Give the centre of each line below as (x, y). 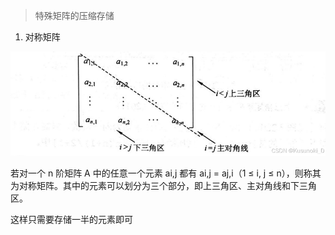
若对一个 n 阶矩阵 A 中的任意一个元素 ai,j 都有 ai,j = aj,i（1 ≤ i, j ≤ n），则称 (161, 173)
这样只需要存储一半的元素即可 (71, 220)
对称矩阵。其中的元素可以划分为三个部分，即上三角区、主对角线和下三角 (167, 186)
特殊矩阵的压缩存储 (74, 15)
